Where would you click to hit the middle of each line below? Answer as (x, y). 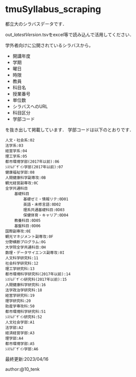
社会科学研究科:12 (22, 263)
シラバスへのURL (30, 106)
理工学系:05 (16, 156)
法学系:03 (14, 145)
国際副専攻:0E (18, 231)
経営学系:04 (16, 151)
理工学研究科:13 (20, 269)
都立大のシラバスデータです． (36, 24)
